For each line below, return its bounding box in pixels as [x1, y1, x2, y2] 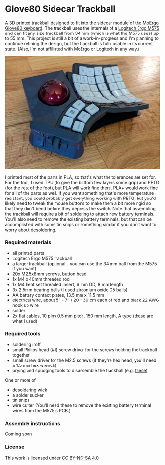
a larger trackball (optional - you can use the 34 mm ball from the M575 [12, 260, 157, 266]
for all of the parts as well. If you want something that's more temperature [5, 190, 154, 196]
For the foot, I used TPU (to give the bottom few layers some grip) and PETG [5, 179, 160, 185]
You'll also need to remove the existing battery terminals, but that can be [5, 216, 152, 222]
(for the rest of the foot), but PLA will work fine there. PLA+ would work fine [5, 185, 158, 191]
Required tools [5, 330, 41, 337]
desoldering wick [12, 387, 48, 393]
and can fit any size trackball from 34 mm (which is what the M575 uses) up [5, 30, 159, 36]
